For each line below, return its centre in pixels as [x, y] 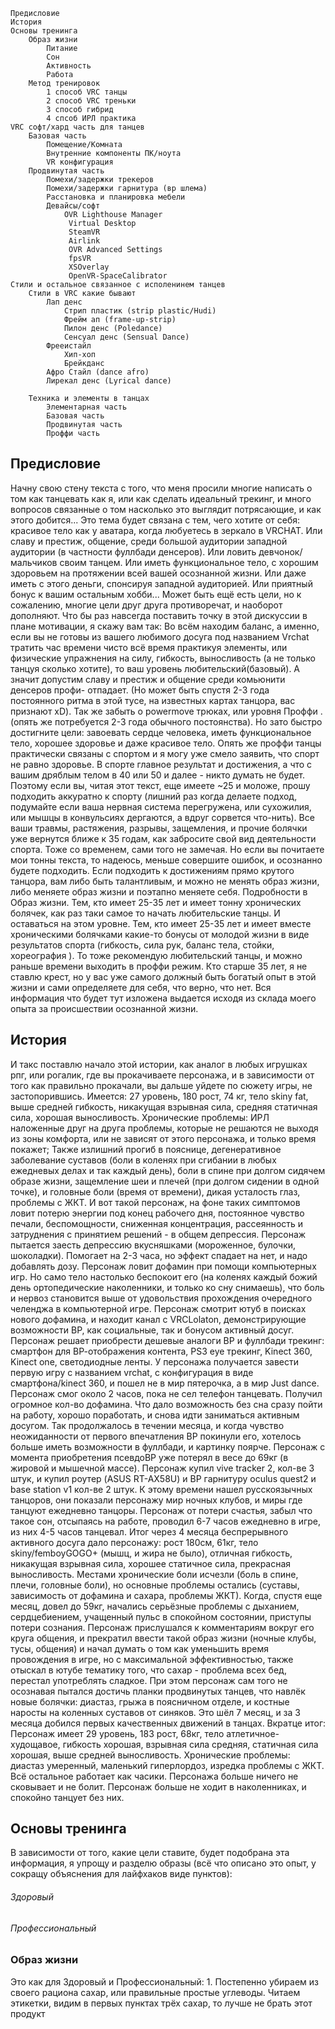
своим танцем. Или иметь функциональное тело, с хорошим [189, 562]
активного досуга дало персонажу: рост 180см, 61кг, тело [134, 1542]
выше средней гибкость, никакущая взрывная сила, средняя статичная [164, 1106]
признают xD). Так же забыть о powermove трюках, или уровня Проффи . [166, 711]
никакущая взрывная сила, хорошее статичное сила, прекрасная [151, 1563]
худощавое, [35, 1744]
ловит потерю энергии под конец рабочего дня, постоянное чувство [157, 1213]
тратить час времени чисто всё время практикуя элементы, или [149, 647]
